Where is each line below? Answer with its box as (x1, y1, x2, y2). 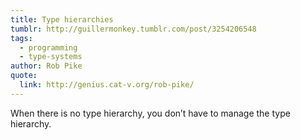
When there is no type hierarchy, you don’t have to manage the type (10, 107, 291, 119)
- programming (19, 42, 78, 53)
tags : (10, 33, 33, 43)
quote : (10, 71, 38, 81)
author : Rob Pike (10, 61, 83, 71)
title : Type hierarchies (10, 14, 114, 25)
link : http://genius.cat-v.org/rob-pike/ (19, 80, 195, 90)
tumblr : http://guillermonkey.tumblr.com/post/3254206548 (10, 24, 257, 34)
